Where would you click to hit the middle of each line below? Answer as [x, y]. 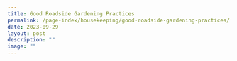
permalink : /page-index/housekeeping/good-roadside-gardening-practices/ [119, 20]
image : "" [22, 46]
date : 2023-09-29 [33, 27]
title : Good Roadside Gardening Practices [71, 14]
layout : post [27, 33]
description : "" [31, 40]
